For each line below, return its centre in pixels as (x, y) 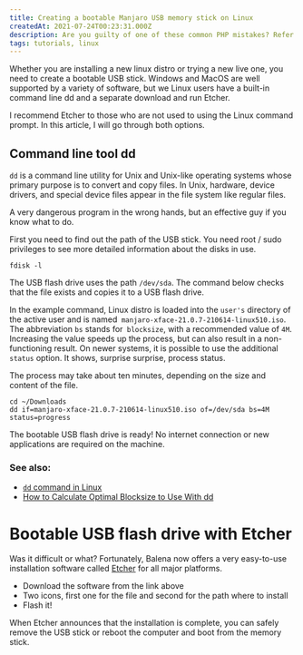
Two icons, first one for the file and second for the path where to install (155, 596)
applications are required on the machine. (87, 445)
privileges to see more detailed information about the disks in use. (133, 249)
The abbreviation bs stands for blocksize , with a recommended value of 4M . (151, 329)
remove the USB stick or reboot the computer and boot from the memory (146, 632)
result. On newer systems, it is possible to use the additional (166, 348)
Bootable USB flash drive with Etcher (151, 534)
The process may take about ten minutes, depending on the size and (137, 376)
